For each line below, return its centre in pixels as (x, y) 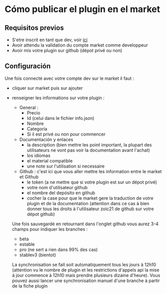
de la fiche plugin (30, 286)
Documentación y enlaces (46, 139)
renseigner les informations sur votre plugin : (58, 98)
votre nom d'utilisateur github (57, 187)
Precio (33, 113)
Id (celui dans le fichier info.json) (60, 118)
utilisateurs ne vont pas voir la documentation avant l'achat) (88, 150)
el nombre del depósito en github (61, 193)
